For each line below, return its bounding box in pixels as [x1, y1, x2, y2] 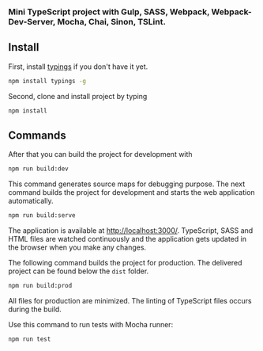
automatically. [8, 196, 54, 206]
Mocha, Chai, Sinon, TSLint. [57, 16, 166, 27]
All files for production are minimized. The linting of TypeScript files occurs [8, 296, 252, 305]
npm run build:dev [8, 165, 69, 173]
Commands [8, 128, 67, 142]
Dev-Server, [8, 16, 56, 27]
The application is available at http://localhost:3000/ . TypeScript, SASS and [8, 226, 254, 235]
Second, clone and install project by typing [8, 91, 148, 101]
